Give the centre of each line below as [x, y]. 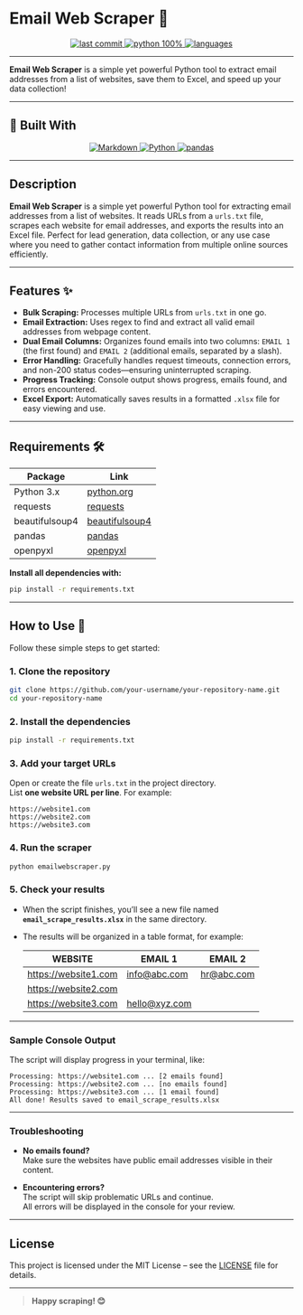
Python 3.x [37, 492]
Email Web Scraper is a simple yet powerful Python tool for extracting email [150, 206]
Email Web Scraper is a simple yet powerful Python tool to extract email [143, 69]
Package [46, 476]
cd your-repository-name [56, 699]
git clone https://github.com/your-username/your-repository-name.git [145, 690]
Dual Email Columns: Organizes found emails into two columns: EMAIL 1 [156, 342]
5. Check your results [57, 889]
